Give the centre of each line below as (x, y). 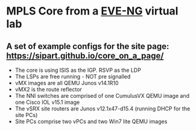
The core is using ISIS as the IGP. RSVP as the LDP (78, 70)
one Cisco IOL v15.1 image (47, 102)
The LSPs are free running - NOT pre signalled (73, 76)
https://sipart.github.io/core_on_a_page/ (85, 56)
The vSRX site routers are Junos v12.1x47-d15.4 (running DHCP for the (103, 109)
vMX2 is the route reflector (49, 89)
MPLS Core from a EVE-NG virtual (92, 11)
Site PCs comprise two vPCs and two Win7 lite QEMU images (91, 121)
